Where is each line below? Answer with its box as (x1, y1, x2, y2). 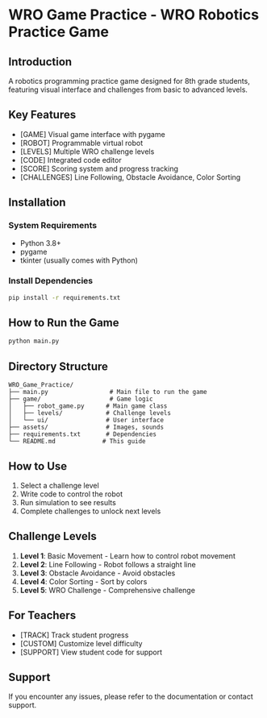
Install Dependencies (8, 276, 94, 287)
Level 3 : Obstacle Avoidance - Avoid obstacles (19, 568, 176, 578)
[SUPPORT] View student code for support (19, 647, 163, 657)
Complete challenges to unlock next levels (19, 506, 161, 516)
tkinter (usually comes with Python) (19, 255, 139, 265)
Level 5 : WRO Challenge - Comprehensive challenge (19, 585, 196, 595)
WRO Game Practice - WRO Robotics (8, 6, 260, 24)
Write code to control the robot (19, 489, 123, 499)
